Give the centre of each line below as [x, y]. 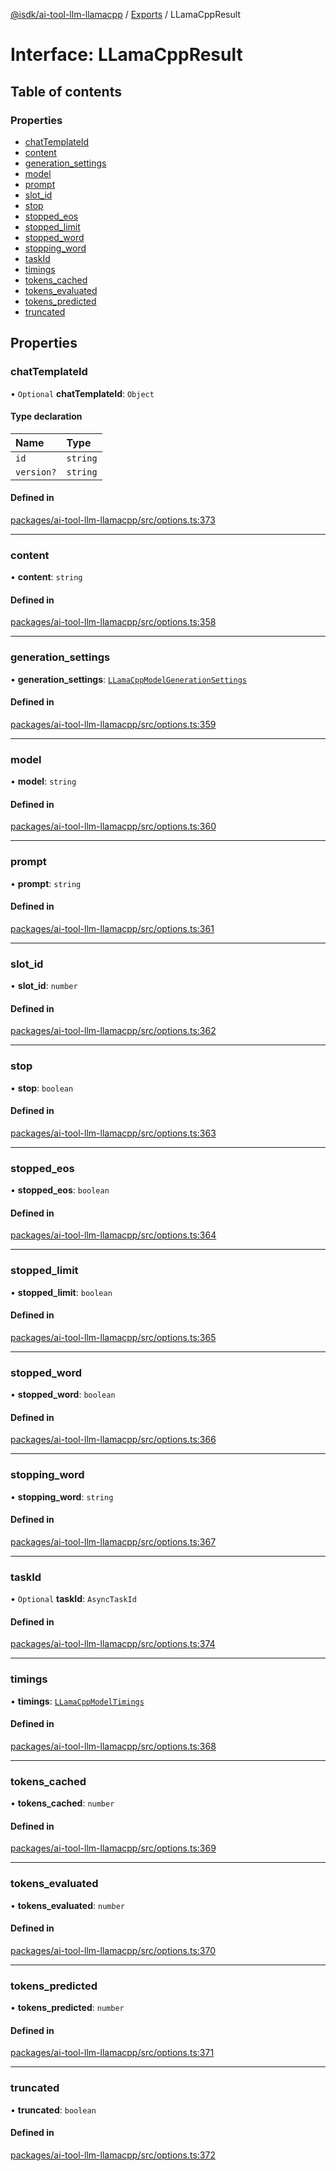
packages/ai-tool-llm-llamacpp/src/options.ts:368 [113, 1746]
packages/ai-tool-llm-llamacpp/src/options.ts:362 [113, 1031]
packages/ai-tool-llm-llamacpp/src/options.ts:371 [112, 2053]
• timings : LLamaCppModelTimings [77, 1701]
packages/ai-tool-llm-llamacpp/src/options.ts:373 [113, 520]
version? [36, 472]
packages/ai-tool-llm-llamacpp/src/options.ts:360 [113, 826]
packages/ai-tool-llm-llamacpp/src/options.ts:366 [113, 1440]
